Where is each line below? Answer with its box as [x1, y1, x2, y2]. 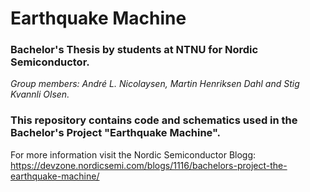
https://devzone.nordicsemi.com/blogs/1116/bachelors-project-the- [10, 159, 288, 171]
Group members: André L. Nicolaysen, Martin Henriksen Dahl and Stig [10, 78, 300, 90]
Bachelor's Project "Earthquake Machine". [10, 126, 222, 140]
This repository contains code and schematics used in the [10, 113, 298, 127]
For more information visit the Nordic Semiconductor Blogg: [10, 148, 257, 161]
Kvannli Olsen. [10, 88, 70, 101]
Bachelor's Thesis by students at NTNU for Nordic [10, 43, 259, 57]
